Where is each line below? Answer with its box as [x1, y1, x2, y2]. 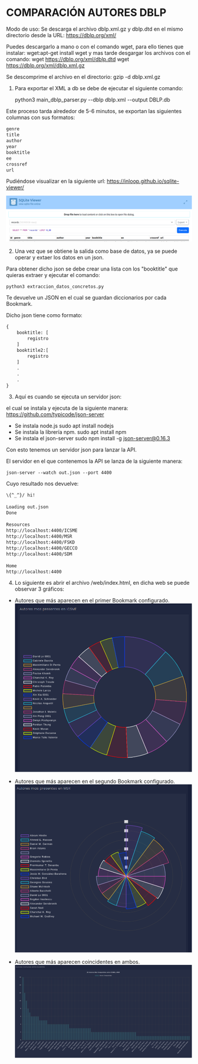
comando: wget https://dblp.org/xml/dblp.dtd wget [6, 55, 130, 62]
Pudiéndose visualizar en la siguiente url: [6, 177, 106, 185]
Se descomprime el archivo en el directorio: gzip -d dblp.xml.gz [6, 73, 161, 80]
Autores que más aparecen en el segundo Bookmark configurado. [14, 778, 176, 785]
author [6, 137, 22, 144]
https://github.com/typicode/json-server [6, 411, 104, 418]
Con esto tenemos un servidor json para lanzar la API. [6, 446, 137, 453]
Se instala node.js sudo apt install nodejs [14, 422, 114, 430]
